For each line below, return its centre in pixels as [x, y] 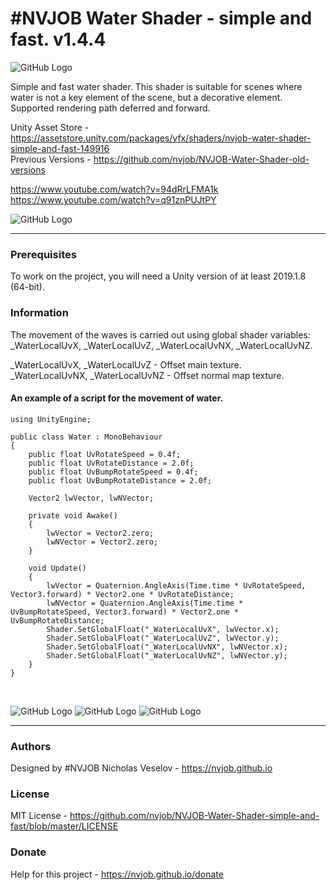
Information [39, 313]
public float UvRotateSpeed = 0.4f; [105, 454]
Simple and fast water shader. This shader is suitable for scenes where [156, 86]
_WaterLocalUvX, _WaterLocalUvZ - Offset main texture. [126, 364]
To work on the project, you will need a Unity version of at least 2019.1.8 [158, 276]
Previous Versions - [51, 159]
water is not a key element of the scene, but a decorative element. [146, 97]
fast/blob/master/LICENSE [64, 826]
